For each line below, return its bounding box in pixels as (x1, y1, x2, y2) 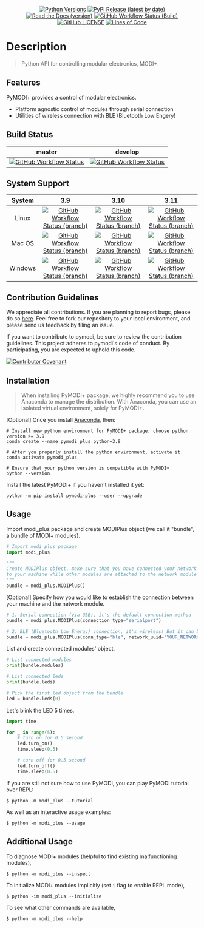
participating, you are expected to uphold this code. (6, 346, 136, 353)
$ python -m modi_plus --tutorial (6, 798, 94, 804)
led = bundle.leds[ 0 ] (6, 696, 61, 702)
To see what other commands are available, (6, 904, 115, 911)
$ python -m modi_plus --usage (6, 820, 86, 826)
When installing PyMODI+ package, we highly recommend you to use (21, 391, 195, 399)
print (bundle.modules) (6, 662, 64, 669)
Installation (6, 375, 50, 385)
